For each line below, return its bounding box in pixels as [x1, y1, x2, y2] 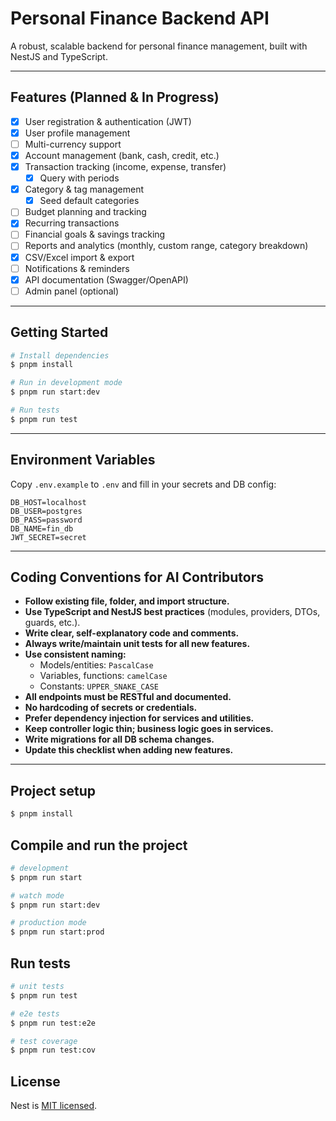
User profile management [24, 127, 131, 139]
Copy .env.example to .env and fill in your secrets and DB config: [10, 478, 277, 490]
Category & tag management [24, 183, 145, 196]
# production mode [10, 918, 87, 928]
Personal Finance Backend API [10, 7, 270, 30]
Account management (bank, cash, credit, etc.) [24, 149, 220, 161]
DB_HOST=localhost [10, 497, 87, 507]
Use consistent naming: [24, 648, 127, 661]
